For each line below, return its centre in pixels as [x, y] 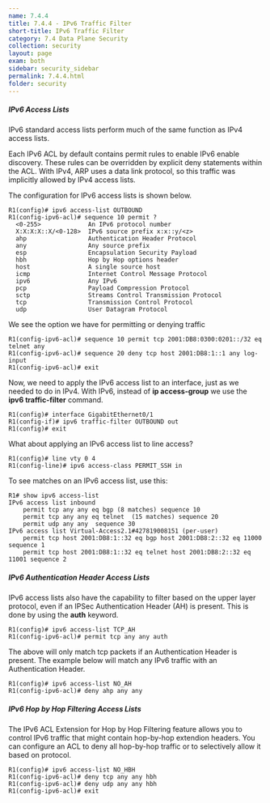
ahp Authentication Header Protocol [106, 239]
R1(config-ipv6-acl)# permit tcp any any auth [88, 637]
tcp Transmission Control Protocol [105, 303]
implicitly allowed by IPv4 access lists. [72, 180]
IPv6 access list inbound [52, 503]
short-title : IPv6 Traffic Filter [67, 31]
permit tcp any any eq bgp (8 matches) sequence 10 [112, 510]
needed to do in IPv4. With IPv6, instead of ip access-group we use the [128, 391]
